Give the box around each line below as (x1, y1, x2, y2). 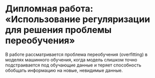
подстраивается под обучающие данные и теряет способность (5, 62, 141, 68)
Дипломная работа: (5, 3, 94, 14)
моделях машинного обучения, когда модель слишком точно (5, 56, 137, 62)
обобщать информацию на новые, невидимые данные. (5, 67, 123, 73)
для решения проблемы (5, 24, 112, 35)
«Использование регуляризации (5, 13, 150, 25)
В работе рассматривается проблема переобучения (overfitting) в (5, 51, 148, 57)
